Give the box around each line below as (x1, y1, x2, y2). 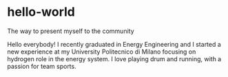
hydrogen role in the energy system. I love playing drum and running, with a (7, 54, 222, 63)
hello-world (7, 4, 76, 20)
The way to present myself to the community (7, 27, 134, 35)
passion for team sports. (7, 62, 77, 70)
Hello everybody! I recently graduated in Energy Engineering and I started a (7, 40, 222, 48)
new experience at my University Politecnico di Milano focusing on (7, 47, 196, 56)
